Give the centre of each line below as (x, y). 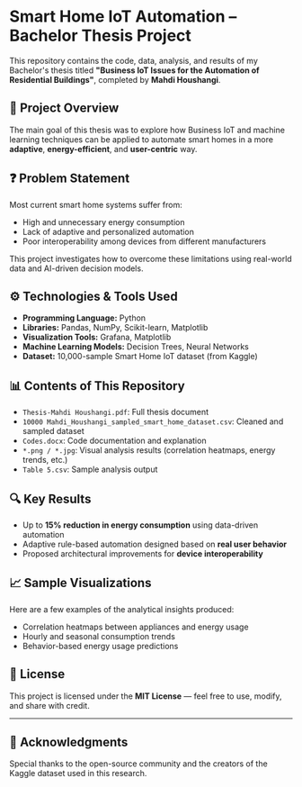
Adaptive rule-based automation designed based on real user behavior (155, 544)
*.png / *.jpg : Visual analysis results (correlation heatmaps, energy (149, 450)
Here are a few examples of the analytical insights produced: (122, 609)
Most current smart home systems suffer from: (96, 204)
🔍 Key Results (50, 498)
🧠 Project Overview (64, 109)
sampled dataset (53, 431)
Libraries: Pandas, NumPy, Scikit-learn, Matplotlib (115, 328)
